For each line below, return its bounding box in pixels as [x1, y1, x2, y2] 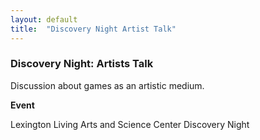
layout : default [10, 14, 78, 25]
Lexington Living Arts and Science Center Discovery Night [10, 118, 250, 130]
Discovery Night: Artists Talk [10, 57, 154, 71]
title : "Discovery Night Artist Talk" [10, 24, 177, 34]
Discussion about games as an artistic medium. [10, 79, 205, 91]
